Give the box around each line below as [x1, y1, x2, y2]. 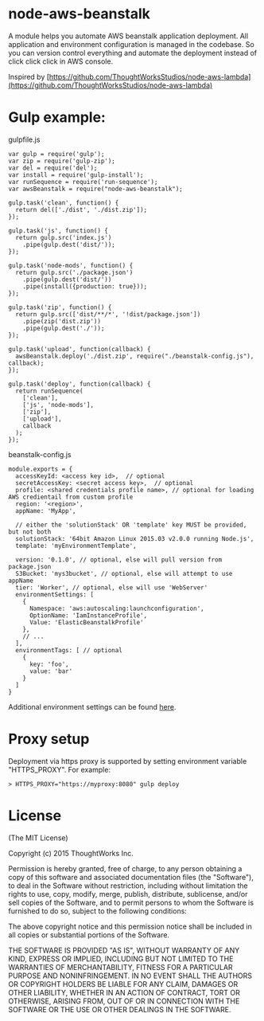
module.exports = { [8, 465, 73, 473]
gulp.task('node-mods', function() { [8, 261, 134, 269]
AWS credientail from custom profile [8, 493, 134, 501]
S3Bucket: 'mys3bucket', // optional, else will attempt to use [15, 569, 233, 577]
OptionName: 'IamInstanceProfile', [29, 611, 148, 620]
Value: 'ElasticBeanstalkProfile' [29, 618, 145, 626]
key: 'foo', [29, 660, 69, 668]
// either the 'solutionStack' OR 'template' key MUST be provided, [15, 521, 247, 529]
